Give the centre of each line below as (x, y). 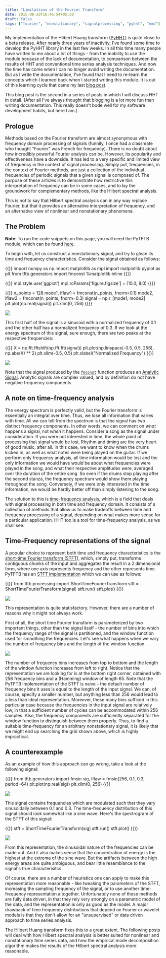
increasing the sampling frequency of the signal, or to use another (72, 889)
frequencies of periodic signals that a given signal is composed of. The (77, 175)
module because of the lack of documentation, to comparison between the (81, 59)
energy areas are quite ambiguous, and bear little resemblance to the (75, 863)
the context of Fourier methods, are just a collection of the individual (75, 170)
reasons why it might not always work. (44, 613)
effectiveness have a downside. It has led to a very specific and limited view (83, 159)
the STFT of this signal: (29, 819)
